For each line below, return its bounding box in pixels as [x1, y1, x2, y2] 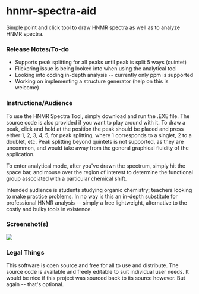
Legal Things [6, 248, 45, 256]
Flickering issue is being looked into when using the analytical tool [14, 65, 177, 72]
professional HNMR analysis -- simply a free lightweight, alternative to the [6, 199, 187, 206]
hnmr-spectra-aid [6, 4, 97, 18]
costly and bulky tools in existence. [6, 205, 92, 212]
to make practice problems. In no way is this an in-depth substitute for [6, 193, 178, 200]
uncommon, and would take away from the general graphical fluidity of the [6, 144, 189, 151]
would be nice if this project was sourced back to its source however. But [6, 274, 185, 281]
